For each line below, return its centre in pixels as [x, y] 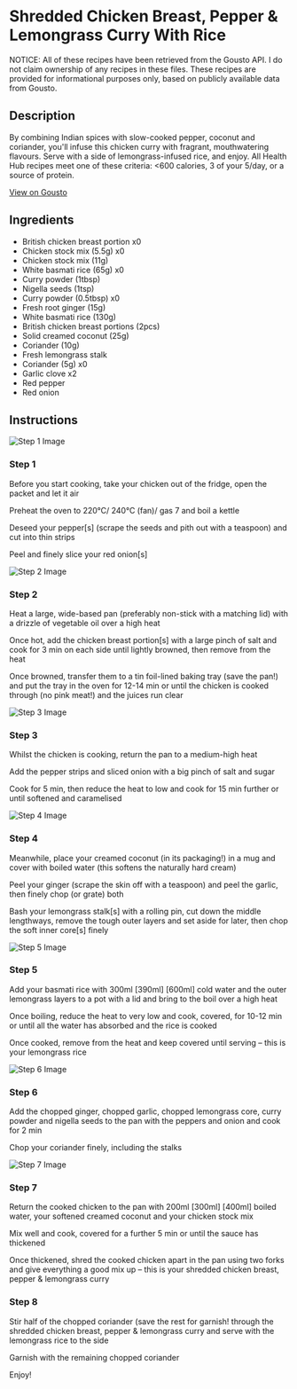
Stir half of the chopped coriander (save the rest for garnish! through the [141, 1321]
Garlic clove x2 [49, 373]
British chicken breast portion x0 [82, 241]
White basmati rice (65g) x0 [73, 270]
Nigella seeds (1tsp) [58, 288]
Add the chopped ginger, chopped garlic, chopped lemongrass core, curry [145, 1111]
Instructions [43, 420]
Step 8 [23, 1302]
